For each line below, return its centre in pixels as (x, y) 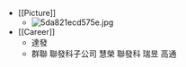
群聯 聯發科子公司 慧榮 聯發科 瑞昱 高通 (104, 54)
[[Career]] (36, 32)
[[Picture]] (37, 13)
